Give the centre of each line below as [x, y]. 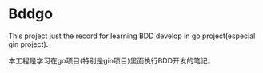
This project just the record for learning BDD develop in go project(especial [132, 36]
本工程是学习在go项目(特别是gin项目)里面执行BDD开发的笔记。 [112, 60]
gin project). [28, 44]
